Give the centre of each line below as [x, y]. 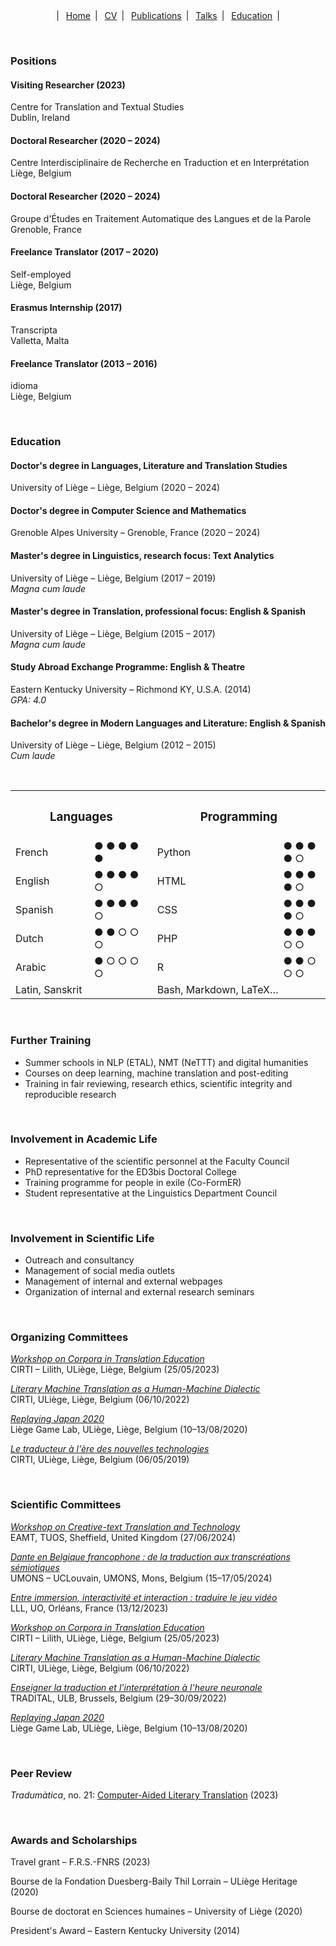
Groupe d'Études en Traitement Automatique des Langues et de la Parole [161, 218]
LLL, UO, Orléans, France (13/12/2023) [89, 1608]
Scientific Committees [66, 1505]
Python [173, 852]
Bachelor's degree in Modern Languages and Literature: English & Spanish [168, 723]
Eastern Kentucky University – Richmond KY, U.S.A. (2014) [131, 690]
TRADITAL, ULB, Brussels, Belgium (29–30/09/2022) [118, 1698]
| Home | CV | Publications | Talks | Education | [168, 15]
